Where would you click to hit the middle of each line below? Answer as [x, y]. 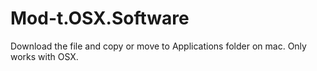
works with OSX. [44, 56]
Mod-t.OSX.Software [100, 18]
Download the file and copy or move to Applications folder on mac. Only [158, 46]
